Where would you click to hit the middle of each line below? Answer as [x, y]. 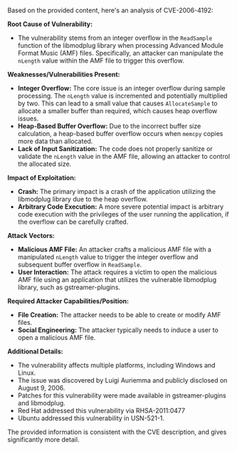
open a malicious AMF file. [57, 337]
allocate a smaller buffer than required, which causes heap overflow [117, 111]
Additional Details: [35, 351]
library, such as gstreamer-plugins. [69, 287]
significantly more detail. [43, 440]
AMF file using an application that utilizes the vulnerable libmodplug [117, 280]
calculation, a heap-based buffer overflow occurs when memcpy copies [120, 134]
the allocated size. [44, 164]
